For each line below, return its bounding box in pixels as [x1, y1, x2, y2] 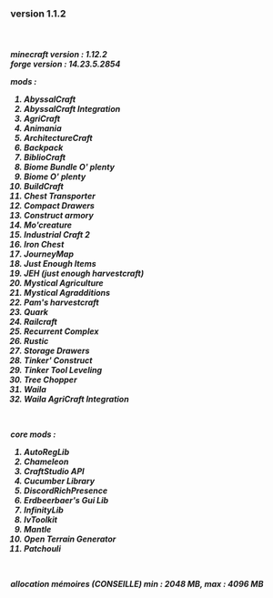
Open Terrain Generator [23, 533, 116, 544]
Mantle [23, 523, 52, 534]
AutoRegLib [23, 446, 70, 457]
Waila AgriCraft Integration [23, 393, 130, 404]
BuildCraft [23, 180, 65, 191]
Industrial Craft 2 [23, 228, 90, 239]
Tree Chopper [23, 374, 77, 385]
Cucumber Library [23, 475, 95, 486]
